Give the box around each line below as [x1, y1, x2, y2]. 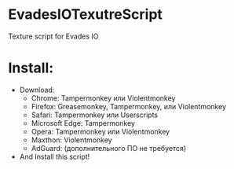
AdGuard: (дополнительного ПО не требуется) [31, 143, 187, 152]
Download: [19, 85, 55, 94]
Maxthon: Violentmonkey [31, 135, 112, 145]
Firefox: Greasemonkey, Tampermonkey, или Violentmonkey [31, 101, 226, 111]
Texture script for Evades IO [8, 31, 99, 41]
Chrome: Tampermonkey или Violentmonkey [31, 93, 176, 103]
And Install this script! [19, 152, 90, 161]
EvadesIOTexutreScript [8, 6, 163, 24]
